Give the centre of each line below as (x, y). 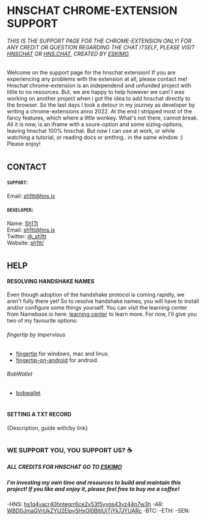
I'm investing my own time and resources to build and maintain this (94, 482)
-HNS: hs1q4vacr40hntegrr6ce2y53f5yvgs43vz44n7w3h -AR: (85, 504)
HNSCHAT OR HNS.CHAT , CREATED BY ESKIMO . (69, 54)
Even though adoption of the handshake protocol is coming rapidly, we (96, 295)
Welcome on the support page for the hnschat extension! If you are (91, 73)
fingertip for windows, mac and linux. (63, 354)
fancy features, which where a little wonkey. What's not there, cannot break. (103, 118)
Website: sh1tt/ (26, 243)
